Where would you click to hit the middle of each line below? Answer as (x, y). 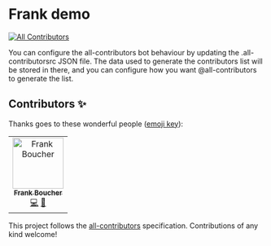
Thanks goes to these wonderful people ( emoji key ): (96, 124)
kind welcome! (33, 234)
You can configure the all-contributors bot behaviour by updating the (124, 52)
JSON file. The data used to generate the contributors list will (160, 61)
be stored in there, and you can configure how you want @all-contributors (133, 69)
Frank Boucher (38, 193)
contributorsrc (33, 61)
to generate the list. (41, 78)
